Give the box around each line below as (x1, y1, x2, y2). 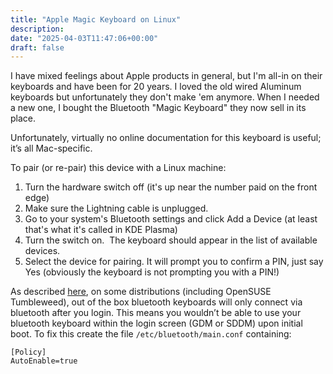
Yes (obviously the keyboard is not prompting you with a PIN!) (24, 266, 280, 278)
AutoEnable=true (10, 356, 78, 366)
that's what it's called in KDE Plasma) (24, 224, 178, 236)
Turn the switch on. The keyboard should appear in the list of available (24, 234, 318, 246)
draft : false (10, 42, 65, 53)
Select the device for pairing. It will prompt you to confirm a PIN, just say (24, 256, 324, 268)
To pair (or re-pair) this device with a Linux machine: (10, 162, 227, 174)
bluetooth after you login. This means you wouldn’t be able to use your (10, 307, 302, 319)
